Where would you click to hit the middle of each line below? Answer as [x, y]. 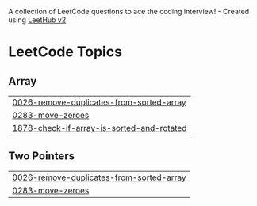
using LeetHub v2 [37, 20]
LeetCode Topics [65, 52]
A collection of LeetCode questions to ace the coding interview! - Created [129, 11]
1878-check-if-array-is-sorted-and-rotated [100, 128]
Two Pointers [42, 156]
